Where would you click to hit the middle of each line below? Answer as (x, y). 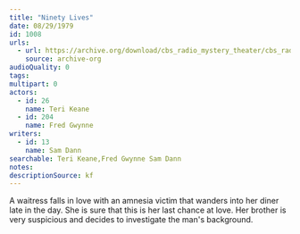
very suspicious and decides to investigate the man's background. (131, 220)
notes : (21, 167)
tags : (19, 76)
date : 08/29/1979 (42, 26)
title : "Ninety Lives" (51, 17)
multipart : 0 (33, 84)
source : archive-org (63, 59)
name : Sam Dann (54, 150)
